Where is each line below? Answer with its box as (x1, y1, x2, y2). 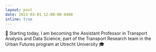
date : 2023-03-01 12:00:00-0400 (5, 12, 73, 17)
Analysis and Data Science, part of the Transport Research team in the (5, 35, 151, 41)
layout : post (5, 7, 33, 12)
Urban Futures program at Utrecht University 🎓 (5, 41, 105, 47)
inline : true (5, 16, 33, 21)
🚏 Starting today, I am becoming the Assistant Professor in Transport (5, 30, 147, 36)
